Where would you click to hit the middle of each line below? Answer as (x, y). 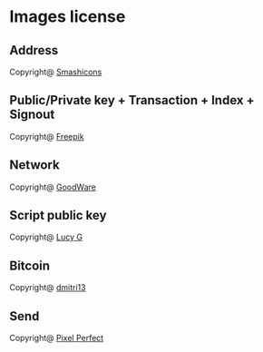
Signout (32, 115)
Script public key (58, 215)
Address (34, 50)
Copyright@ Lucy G (46, 237)
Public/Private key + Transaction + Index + (132, 100)
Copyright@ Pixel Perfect (57, 338)
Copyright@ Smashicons (56, 72)
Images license (68, 17)
